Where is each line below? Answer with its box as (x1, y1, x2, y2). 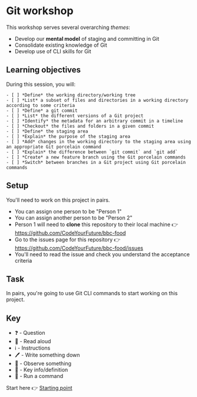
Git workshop (6, 4, 74, 18)
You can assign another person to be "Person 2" (14, 214, 133, 221)
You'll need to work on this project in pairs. (6, 196, 110, 204)
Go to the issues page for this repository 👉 (14, 235, 121, 243)
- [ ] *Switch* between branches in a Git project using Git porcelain (6, 159, 186, 165)
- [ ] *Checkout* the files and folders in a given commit (6, 123, 155, 129)
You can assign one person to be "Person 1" (14, 208, 122, 215)
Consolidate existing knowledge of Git (14, 41, 107, 49)
